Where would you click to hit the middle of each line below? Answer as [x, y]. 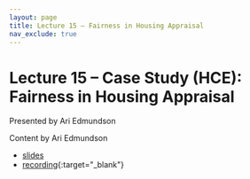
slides [33, 155]
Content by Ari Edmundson [59, 138]
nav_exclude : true [43, 34]
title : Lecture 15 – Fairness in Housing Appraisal [106, 26]
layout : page [33, 17]
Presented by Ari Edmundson [63, 121]
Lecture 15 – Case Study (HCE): [125, 78]
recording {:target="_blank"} [73, 165]
